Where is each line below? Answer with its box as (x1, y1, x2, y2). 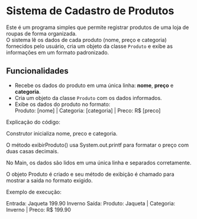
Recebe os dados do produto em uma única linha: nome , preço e (14, 82, 174, 89)
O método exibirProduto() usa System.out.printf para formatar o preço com (6, 141, 189, 149)
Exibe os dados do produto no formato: (14, 101, 111, 108)
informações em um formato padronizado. (6, 49, 109, 56)
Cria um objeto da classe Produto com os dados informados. (14, 94, 162, 101)
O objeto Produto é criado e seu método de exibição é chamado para (6, 170, 175, 178)
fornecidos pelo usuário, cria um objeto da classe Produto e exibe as (6, 43, 173, 50)
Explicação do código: (6, 118, 61, 125)
